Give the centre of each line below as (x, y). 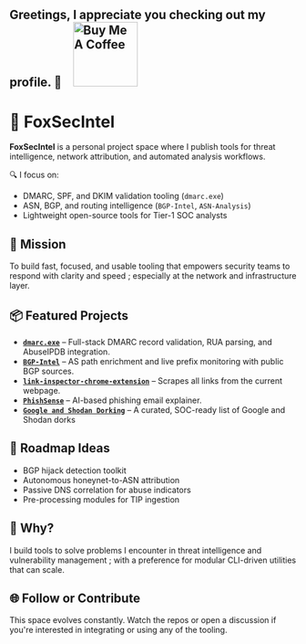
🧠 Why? (32, 528)
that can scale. (37, 569)
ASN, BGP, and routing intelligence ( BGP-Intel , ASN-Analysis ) (137, 206)
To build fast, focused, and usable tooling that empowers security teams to (150, 266)
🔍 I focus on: (34, 175)
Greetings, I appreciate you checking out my (138, 15)
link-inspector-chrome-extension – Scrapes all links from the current (153, 380)
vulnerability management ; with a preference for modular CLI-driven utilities (153, 560)
